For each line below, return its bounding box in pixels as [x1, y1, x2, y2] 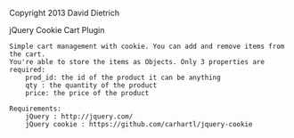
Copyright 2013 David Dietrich [9, 8, 120, 18]
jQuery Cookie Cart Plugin [9, 25, 105, 35]
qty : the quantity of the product [25, 81, 158, 90]
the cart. [9, 50, 46, 59]
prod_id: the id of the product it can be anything [25, 73, 221, 82]
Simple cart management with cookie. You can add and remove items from [9, 42, 285, 51]
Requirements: [9, 104, 62, 113]
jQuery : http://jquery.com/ [25, 112, 134, 121]
